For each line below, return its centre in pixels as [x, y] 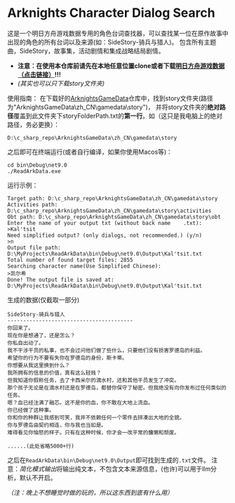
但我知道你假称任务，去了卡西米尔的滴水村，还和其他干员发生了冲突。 [94, 380]
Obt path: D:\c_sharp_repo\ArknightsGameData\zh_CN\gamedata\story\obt [114, 217]
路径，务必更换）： [33, 124]
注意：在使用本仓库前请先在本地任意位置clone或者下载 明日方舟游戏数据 [121, 65]
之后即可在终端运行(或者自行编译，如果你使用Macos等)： [90, 152]
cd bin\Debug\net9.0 [38, 165]
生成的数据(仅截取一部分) [43, 299]
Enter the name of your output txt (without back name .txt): [105, 223]
